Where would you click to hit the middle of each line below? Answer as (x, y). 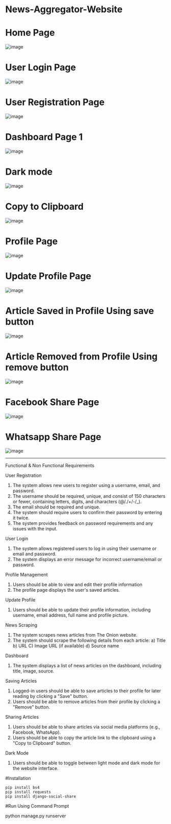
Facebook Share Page (52, 402)
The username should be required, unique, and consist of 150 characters (89, 496)
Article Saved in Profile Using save (80, 311)
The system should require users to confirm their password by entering (87, 513)
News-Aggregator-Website (64, 9)
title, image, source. (33, 671)
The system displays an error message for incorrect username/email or (87, 560)
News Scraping (21, 625)
